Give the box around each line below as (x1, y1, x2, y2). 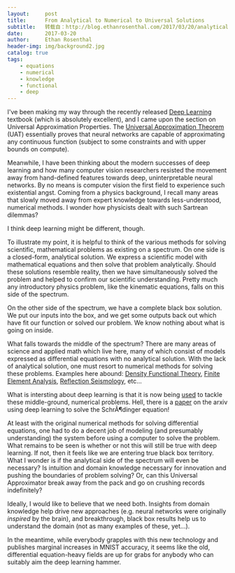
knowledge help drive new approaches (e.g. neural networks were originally (7, 507, 227, 515)
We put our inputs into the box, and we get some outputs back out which (7, 311, 217, 320)
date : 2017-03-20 (7, 29, 77, 37)
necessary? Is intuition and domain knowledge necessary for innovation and (7, 464, 227, 472)
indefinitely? (7, 486, 43, 494)
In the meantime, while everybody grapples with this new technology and (7, 536, 219, 544)
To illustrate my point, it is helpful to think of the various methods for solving (7, 238, 227, 246)
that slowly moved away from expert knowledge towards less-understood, (7, 196, 222, 204)
